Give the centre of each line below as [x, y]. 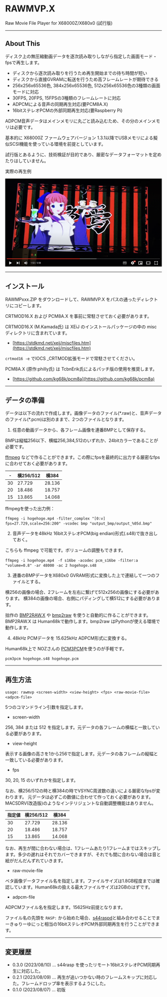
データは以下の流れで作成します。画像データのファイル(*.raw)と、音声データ [83, 413]
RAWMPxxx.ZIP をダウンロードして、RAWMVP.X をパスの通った [71, 299]
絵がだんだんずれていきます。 [36, 860]
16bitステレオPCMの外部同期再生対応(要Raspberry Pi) [67, 110]
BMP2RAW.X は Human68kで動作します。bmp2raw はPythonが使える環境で [83, 622]
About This [23, 44]
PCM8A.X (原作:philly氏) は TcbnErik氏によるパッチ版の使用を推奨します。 [81, 369]
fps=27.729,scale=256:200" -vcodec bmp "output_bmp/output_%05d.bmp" [79, 524]
